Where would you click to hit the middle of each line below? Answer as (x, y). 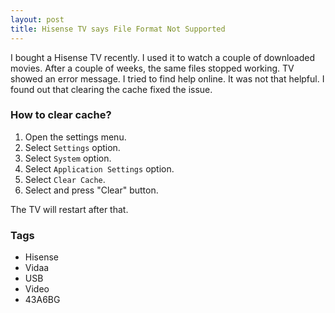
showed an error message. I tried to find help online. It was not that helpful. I (167, 78)
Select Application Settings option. (99, 168)
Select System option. (68, 158)
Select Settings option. (72, 147)
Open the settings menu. (75, 137)
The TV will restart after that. (69, 209)
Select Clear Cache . (65, 179)
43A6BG (42, 300)
